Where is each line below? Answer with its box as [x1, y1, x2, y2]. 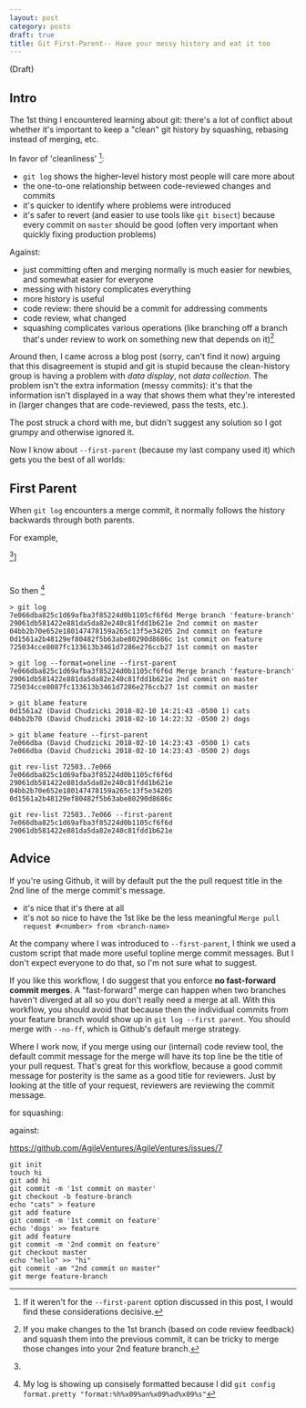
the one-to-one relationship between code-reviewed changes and [22, 180, 271, 192]
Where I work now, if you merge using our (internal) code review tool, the [9, 1040, 284, 1051]
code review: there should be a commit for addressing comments [22, 303, 268, 314]
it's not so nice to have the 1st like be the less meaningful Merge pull [22, 912, 280, 923]
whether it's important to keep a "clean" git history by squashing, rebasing [9, 124, 289, 135]
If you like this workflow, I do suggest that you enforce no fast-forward [9, 975, 276, 986]
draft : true [9, 30, 55, 39]
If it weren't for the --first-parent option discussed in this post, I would [22, 1296, 293, 1307]
